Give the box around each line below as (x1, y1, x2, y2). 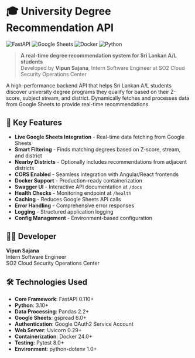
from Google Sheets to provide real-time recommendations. (6, 100, 150, 107)
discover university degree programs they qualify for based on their (6, 88, 170, 95)
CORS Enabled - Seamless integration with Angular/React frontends (14, 171, 179, 178)
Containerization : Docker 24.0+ (14, 333, 93, 340)
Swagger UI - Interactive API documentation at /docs (14, 183, 142, 190)
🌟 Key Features (6, 118, 63, 128)
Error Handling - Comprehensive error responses (14, 202, 135, 209)
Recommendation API (6, 21, 114, 35)
